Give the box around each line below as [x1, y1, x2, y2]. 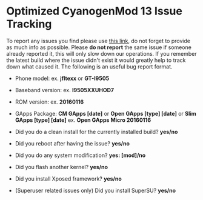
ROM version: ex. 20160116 [15, 98, 84, 105]
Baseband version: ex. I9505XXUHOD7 [15, 86, 114, 93]
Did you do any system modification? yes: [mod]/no [15, 152, 146, 159]
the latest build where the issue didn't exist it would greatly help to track [6, 56, 186, 64]
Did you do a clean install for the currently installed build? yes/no [15, 128, 178, 135]
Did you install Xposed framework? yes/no [15, 175, 122, 182]
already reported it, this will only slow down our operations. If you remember [6, 50, 197, 57]
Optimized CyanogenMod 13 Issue [6, 4, 183, 18]
